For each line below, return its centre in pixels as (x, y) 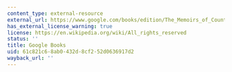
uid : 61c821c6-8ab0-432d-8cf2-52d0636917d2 (71, 52)
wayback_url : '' (30, 58)
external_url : (28, 20)
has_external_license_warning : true (60, 26)
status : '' (23, 39)
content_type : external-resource (55, 13)
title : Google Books (37, 45)
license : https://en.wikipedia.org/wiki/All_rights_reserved (97, 33)
